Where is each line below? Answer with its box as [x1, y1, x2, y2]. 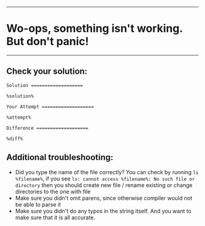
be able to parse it [15, 200, 61, 208]
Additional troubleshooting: [6, 152, 114, 163]
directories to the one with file [15, 188, 91, 195]
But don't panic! [6, 35, 90, 49]
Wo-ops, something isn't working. [6, 22, 183, 35]
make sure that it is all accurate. [15, 214, 96, 221]
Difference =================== [6, 125, 88, 131]
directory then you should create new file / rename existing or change [15, 181, 193, 189]
